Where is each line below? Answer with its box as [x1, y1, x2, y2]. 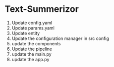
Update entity [11, 30, 40, 36]
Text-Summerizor [4, 3, 79, 15]
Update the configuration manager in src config [11, 35, 110, 41]
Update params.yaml [11, 25, 55, 31]
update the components [11, 40, 61, 46]
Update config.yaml [11, 20, 53, 26]
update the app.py [11, 56, 50, 62]
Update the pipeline [11, 46, 53, 52]
